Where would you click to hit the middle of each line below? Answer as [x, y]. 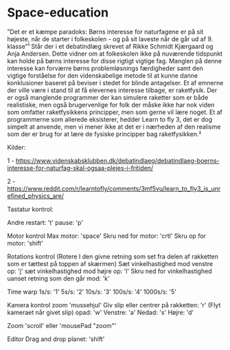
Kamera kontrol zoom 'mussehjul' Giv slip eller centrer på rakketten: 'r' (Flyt [114, 305]
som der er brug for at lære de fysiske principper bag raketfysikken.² [104, 134]
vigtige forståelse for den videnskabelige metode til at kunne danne [102, 75]
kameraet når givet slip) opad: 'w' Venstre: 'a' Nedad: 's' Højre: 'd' [101, 312]
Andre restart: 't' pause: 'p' [45, 222]
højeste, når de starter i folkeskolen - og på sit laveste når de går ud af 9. [110, 39]
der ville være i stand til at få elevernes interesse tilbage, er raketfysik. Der [112, 90]
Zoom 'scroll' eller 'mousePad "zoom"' [62, 325]
